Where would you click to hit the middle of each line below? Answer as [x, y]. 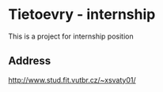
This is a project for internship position [71, 36]
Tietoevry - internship [82, 15]
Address [30, 61]
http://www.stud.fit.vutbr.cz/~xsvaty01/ [72, 79]
